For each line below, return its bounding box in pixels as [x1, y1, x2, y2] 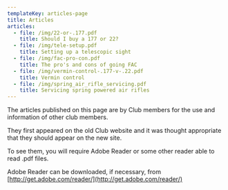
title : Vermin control [19, 74, 85, 81]
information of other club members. [7, 113, 108, 121]
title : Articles [7, 17, 54, 23]
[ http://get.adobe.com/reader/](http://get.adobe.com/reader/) [7, 175, 183, 183]
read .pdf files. [7, 154, 49, 162]
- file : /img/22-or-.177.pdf [13, 29, 97, 36]
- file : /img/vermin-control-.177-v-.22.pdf [13, 67, 144, 74]
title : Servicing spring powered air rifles [19, 87, 150, 94]
